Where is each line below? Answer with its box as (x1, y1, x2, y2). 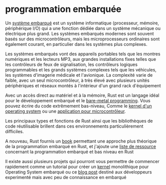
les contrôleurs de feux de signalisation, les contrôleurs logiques (5, 61, 138, 67)
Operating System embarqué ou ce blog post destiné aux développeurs (5, 169, 152, 175)
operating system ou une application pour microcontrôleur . (5, 108, 126, 114)
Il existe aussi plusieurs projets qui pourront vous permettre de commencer (5, 158, 160, 164)
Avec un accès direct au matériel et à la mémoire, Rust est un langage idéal (5, 92, 160, 98)
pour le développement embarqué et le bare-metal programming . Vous (5, 97, 151, 103)
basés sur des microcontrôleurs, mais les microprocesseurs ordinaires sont (5, 36, 160, 42)
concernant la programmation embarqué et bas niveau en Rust (5, 149, 134, 155)
